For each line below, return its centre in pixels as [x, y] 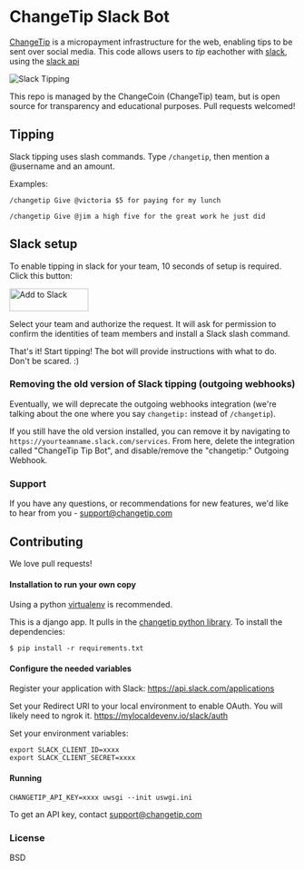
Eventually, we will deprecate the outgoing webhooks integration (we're [143, 404]
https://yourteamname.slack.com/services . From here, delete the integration [152, 440]
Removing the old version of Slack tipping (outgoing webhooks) [152, 384]
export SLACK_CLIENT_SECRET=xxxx [73, 758]
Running [26, 777]
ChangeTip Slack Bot [90, 17]
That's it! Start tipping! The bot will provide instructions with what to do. [143, 351]
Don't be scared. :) [44, 361]
